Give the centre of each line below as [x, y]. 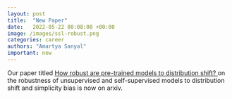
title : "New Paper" [38, 20]
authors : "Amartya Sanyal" [47, 46]
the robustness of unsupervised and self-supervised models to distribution [116, 80]
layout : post [26, 14]
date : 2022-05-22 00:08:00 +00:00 [61, 27]
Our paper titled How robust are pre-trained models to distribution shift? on [116, 73]
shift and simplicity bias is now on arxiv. [65, 88]
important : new [30, 53]
